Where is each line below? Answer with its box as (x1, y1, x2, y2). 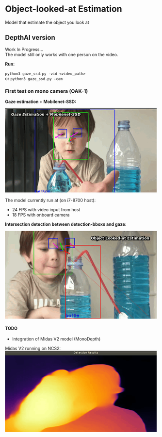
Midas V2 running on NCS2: (5, 346, 61, 352)
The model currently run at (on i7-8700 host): (5, 198, 96, 203)
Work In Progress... (5, 46, 44, 52)
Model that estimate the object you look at (5, 19, 89, 25)
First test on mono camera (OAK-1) (5, 87, 88, 94)
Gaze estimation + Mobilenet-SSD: (5, 99, 77, 105)
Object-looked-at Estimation (5, 3, 122, 15)
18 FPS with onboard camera (12, 212, 70, 218)
